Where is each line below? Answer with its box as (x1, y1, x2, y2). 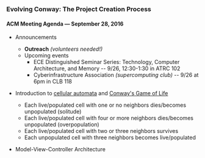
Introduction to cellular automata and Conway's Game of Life (15, 90, 168, 97)
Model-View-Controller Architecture (15, 146, 106, 153)
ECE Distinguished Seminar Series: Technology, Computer (33, 59, 180, 66)
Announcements (15, 34, 57, 41)
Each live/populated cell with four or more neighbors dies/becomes (24, 115, 194, 122)
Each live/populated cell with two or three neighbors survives (24, 127, 179, 135)
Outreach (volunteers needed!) (24, 45, 103, 53)
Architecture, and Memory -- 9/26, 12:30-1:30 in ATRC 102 (33, 65, 181, 72)
